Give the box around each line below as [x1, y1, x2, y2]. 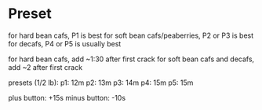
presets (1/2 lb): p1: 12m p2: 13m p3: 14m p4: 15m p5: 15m [8, 78, 194, 87]
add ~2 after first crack [8, 62, 83, 71]
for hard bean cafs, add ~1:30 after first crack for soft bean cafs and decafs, [8, 54, 255, 64]
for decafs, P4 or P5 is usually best [8, 38, 122, 48]
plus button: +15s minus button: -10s [8, 93, 126, 102]
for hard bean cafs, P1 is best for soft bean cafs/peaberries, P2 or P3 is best [8, 31, 254, 40]
